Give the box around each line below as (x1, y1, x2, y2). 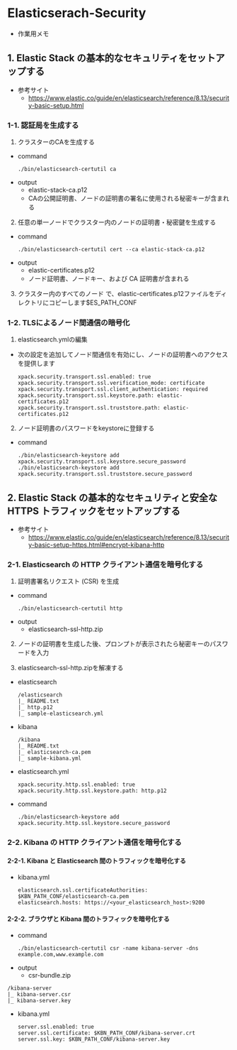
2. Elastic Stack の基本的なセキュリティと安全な (7, 491, 218, 503)
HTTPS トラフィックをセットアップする (7, 505, 180, 517)
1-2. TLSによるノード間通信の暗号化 (7, 317, 130, 327)
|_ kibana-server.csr (7, 990, 71, 998)
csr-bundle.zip (28, 970, 71, 979)
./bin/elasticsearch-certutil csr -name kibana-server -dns (17, 944, 199, 952)
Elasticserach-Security (7, 5, 146, 21)
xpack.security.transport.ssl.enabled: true (17, 373, 151, 381)
